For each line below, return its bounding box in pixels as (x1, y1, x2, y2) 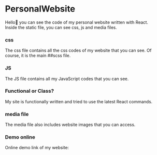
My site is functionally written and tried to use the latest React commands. (5, 99, 153, 104)
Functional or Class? (5, 88, 54, 95)
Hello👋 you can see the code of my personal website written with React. (5, 19, 148, 25)
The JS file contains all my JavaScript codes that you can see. (5, 76, 129, 82)
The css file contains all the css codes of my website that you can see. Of (5, 47, 152, 54)
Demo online (5, 134, 35, 141)
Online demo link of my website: (5, 145, 69, 151)
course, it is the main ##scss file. (5, 53, 71, 58)
